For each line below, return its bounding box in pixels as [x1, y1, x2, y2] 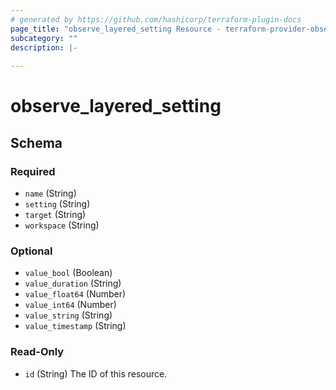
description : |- [10, 42, 78, 53]
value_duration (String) [24, 277, 122, 290]
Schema [10, 134, 63, 151]
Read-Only [10, 345, 65, 359]
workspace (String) [24, 219, 100, 231]
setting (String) [24, 198, 91, 210]
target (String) [24, 209, 87, 220]
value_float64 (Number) [24, 288, 127, 300]
